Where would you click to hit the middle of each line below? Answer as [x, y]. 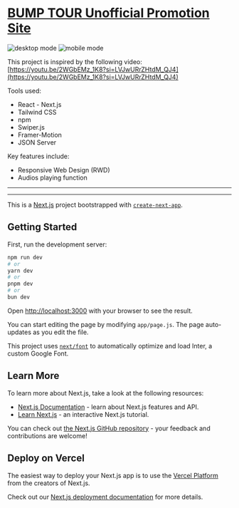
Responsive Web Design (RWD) [64, 170]
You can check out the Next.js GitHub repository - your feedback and [109, 428]
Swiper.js [31, 127]
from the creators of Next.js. [49, 483]
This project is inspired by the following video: [75, 61]
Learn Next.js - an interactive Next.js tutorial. [83, 414]
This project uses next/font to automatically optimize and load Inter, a [110, 346]
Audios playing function [52, 177]
